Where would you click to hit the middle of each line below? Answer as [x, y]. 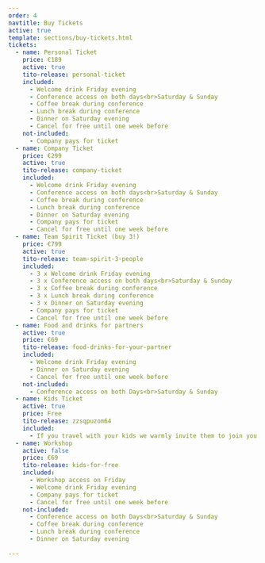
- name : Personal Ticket [56, 52]
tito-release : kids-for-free [71, 465]
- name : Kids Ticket [49, 399]
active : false [46, 450]
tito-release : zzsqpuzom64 [67, 421]
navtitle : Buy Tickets [46, 23]
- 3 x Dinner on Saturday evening [86, 303]
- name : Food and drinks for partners [80, 325]
